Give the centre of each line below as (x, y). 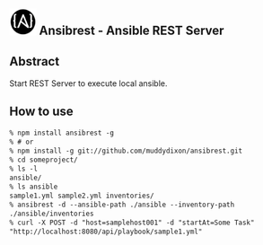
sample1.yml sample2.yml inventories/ (82, 196)
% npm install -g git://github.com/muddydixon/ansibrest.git (126, 151)
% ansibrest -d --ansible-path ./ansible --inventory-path (122, 205)
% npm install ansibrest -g (62, 133)
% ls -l (24, 169)
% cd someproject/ (44, 160)
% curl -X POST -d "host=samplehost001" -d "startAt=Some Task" (132, 223)
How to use (41, 111)
